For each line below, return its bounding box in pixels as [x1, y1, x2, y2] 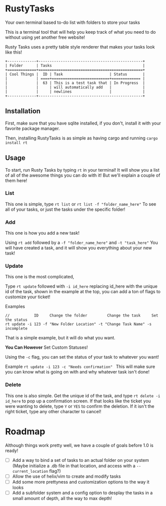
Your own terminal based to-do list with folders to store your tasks [5, 19, 140, 25]
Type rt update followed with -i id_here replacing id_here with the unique [5, 283, 158, 289]
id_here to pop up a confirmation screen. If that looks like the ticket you [5, 398, 151, 404]
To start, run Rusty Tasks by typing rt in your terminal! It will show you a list [5, 167, 160, 173]
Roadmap [5, 426, 46, 437]
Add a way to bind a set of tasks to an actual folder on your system [12, 457, 149, 463]
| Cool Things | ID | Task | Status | [5, 71, 145, 77]
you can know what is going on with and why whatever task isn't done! [5, 369, 150, 375]
